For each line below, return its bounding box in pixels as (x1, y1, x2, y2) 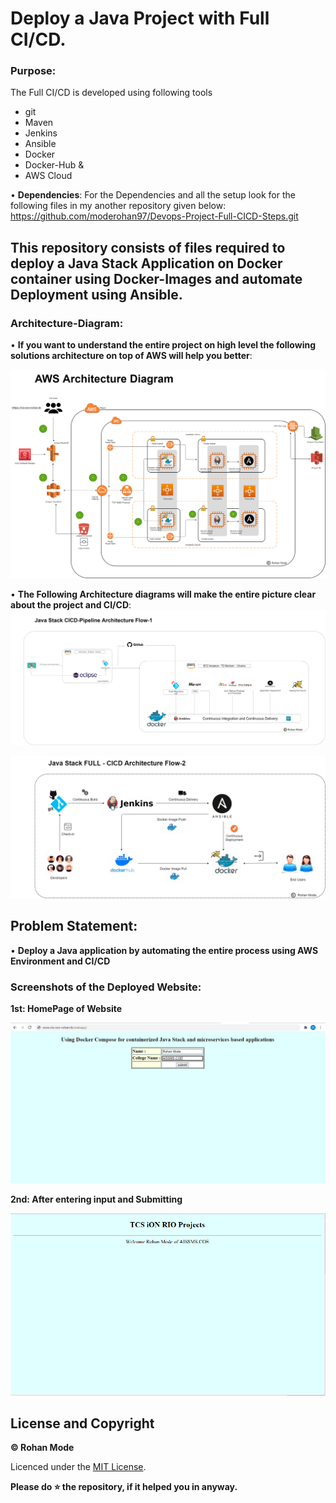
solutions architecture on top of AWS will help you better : (10, 350, 253, 362)
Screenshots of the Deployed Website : (10, 980, 202, 994)
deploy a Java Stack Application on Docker (10, 255, 283, 272)
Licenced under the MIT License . (10, 1461, 147, 1473)
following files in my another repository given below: (10, 200, 227, 212)
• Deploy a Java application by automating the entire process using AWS (10, 944, 319, 956)
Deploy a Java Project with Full (10, 7, 270, 30)
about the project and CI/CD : (10, 599, 132, 611)
